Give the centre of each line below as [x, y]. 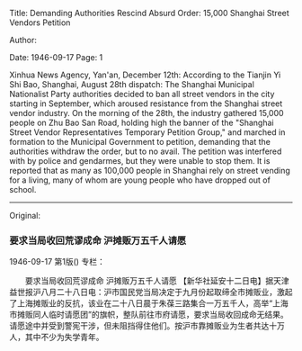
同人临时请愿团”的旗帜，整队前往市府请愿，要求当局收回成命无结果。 [161, 315]
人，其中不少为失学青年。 [57, 337]
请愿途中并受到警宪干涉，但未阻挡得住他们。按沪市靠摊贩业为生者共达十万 [147, 326]
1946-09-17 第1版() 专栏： [57, 262]
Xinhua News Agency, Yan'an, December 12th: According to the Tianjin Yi [145, 75]
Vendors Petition [40, 22]
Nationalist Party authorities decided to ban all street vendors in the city [142, 94]
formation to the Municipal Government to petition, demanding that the [140, 142]
